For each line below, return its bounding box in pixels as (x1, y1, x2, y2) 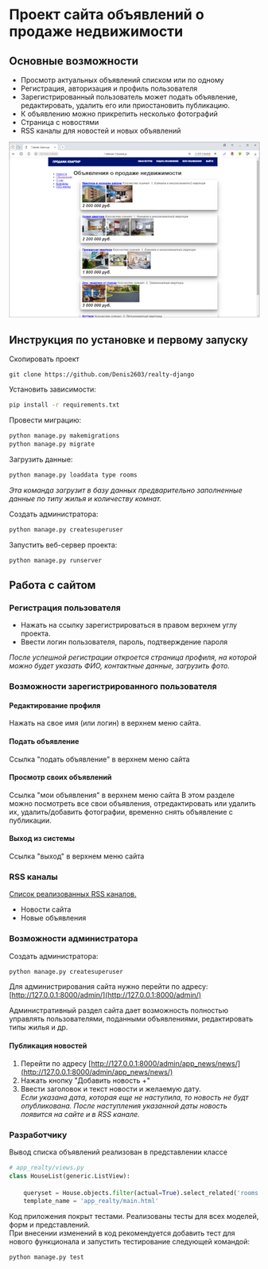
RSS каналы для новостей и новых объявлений (20, 126, 181, 135)
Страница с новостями (20, 118, 99, 127)
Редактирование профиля (9, 700, 101, 710)
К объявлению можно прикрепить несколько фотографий (20, 109, 218, 119)
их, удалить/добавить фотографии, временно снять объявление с (9, 807, 233, 816)
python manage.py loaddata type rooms (9, 471, 138, 479)
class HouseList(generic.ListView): (9, 1172, 130, 1180)
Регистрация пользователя (9, 602, 122, 613)
